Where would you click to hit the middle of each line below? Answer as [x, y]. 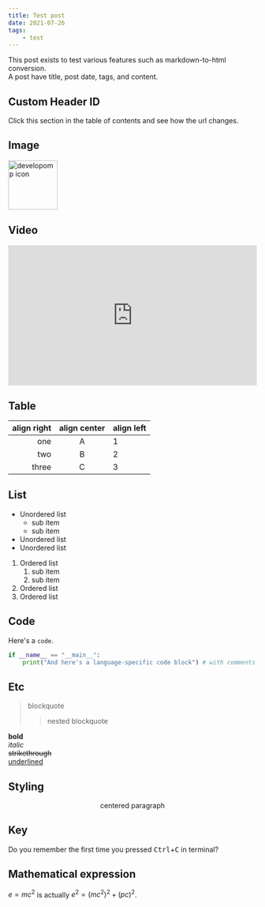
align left [130, 428]
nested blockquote [78, 721]
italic [16, 745]
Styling [26, 787]
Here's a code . [31, 640]
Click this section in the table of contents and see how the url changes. [123, 121]
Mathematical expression [72, 874]
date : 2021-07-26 [37, 23]
